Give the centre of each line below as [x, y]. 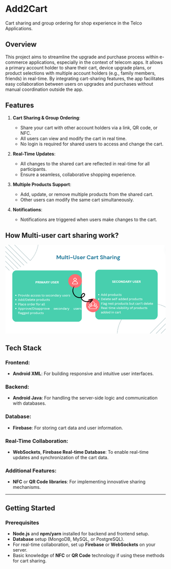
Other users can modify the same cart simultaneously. [77, 200]
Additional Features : [31, 471]
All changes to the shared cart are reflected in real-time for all [85, 163]
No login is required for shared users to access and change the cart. [92, 144]
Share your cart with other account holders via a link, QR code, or [89, 128]
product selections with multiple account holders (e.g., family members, [81, 73]
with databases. [29, 403]
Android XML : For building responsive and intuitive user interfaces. [83, 374]
